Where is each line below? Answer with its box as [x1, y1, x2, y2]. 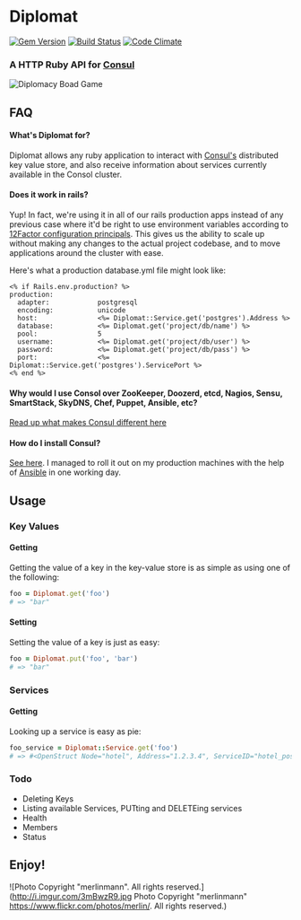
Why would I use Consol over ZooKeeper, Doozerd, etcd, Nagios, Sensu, [9, 388, 283, 399]
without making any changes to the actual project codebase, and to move [9, 238, 280, 249]
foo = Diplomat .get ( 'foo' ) [9, 589, 110, 598]
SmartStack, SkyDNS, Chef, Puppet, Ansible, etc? [9, 397, 198, 407]
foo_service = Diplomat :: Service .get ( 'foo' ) [9, 743, 178, 752]
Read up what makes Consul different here [9, 417, 168, 428]
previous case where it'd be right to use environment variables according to [9, 219, 289, 230]
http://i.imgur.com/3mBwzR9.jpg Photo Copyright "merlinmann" [12, 890, 248, 901]
